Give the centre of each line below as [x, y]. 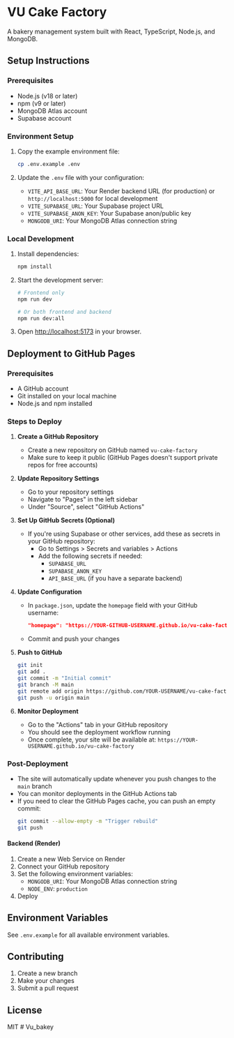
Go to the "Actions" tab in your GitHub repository [98, 724]
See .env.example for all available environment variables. [88, 935]
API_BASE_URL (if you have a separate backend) [116, 578]
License [25, 1010]
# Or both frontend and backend [64, 312]
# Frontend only [41, 293]
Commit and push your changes [73, 639]
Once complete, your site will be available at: [92, 739]
